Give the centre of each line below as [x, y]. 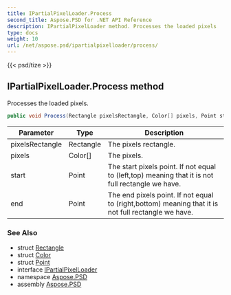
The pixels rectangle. [141, 144]
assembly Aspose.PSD [49, 284]
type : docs [23, 33]
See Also [22, 232]
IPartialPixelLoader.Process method [86, 87]
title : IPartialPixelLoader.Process [59, 13]
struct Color [34, 254]
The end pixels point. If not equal [161, 195]
